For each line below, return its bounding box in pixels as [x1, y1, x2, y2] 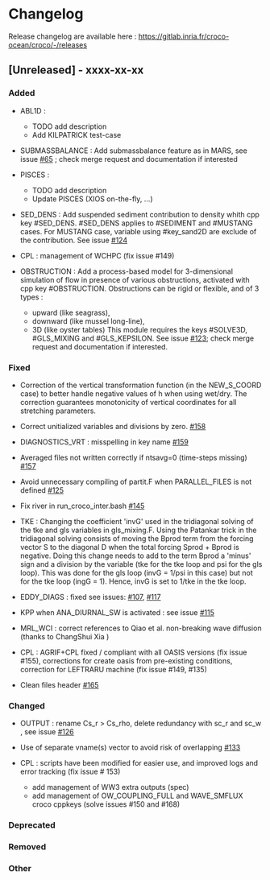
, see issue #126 [19, 727, 74, 737]
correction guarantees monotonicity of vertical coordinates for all [19, 397, 237, 407]
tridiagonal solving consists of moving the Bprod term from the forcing [19, 533, 254, 543]
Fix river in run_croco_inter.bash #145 [19, 501, 145, 510]
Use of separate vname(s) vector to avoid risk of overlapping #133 [19, 742, 241, 753]
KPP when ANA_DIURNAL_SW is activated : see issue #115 [19, 607, 215, 617]
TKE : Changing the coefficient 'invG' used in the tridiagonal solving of [19, 516, 254, 526]
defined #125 [19, 485, 64, 495]
